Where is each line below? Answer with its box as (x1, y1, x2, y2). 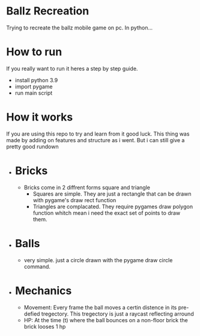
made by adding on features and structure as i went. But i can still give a (6, 136, 185, 143)
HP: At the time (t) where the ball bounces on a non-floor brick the (23, 316, 188, 323)
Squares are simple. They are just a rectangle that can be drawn (32, 190, 192, 197)
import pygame (14, 83, 53, 90)
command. (23, 263, 51, 270)
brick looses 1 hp (23, 323, 66, 330)
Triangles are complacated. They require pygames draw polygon (32, 203, 193, 210)
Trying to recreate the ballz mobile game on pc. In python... (6, 24, 153, 31)
